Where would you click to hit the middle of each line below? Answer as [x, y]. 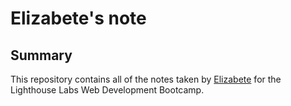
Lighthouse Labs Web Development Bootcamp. [107, 90]
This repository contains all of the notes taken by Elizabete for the [146, 79]
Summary [41, 55]
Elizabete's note [78, 18]
